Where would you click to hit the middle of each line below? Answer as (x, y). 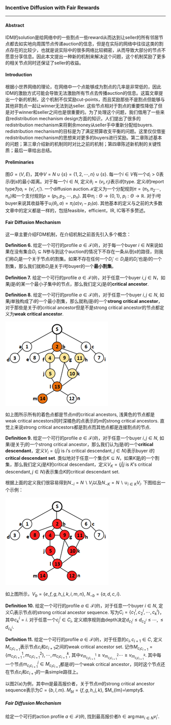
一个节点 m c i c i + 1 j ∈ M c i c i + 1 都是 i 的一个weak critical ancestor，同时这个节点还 (85, 664)
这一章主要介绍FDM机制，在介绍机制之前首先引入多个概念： (68, 234)
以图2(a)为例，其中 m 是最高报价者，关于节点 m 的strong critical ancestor (80, 684)
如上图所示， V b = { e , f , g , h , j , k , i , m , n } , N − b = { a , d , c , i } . (63, 594)
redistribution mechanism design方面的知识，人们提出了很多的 (75, 118)
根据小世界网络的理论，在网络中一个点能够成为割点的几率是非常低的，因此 (83, 87)
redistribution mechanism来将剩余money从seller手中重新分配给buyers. (79, 125)
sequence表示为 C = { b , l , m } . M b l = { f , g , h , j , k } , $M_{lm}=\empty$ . (75, 691)
